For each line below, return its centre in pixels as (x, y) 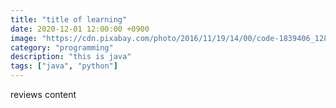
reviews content (43, 94)
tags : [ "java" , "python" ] (64, 66)
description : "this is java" (71, 57)
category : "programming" (62, 47)
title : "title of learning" (69, 19)
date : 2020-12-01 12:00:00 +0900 (80, 29)
